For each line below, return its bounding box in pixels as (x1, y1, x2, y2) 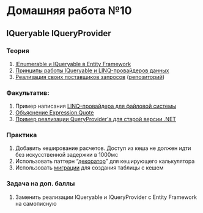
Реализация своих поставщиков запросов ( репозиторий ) (15, 73, 165, 80)
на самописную (15, 200, 57, 207)
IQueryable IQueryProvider (6, 28, 111, 39)
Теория (6, 47, 29, 55)
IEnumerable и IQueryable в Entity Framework (15, 60, 131, 67)
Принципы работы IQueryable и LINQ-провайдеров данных (15, 67, 169, 74)
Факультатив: (6, 88, 50, 97)
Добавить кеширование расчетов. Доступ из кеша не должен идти (15, 144, 191, 152)
